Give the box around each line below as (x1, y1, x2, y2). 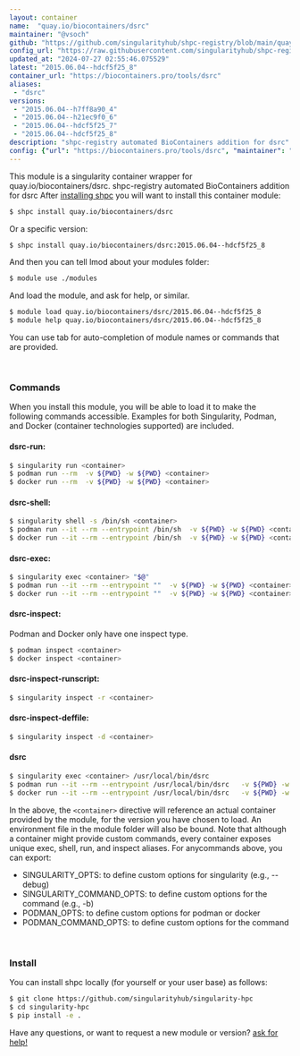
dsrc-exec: (9, 552, 51, 564)
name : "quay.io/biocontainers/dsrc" (9, 21, 150, 30)
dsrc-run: (9, 440, 46, 452)
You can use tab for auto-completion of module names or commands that (9, 332, 279, 343)
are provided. (9, 342, 59, 352)
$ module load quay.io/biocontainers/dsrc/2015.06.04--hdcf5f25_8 (9, 308, 262, 317)
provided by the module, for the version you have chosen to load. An (9, 813, 262, 824)
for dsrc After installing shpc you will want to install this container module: (9, 190, 281, 200)
